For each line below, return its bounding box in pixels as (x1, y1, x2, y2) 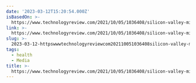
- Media (11, 57, 30, 63)
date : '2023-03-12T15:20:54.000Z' (6, 8, 90, 15)
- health (11, 52, 33, 58)
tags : (6, 47, 19, 53)
